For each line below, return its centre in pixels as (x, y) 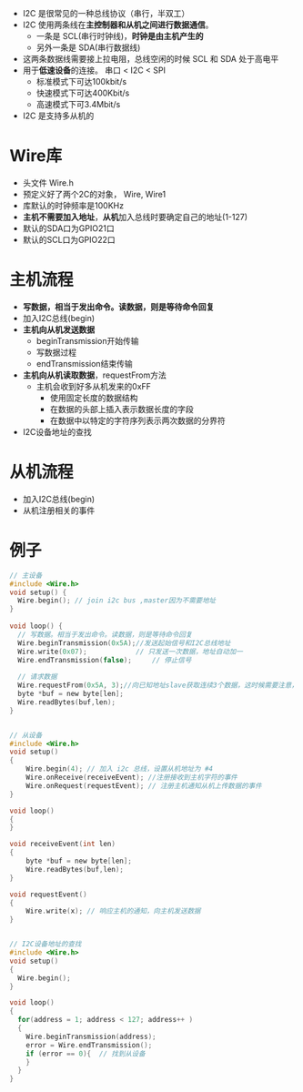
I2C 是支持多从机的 (58, 116)
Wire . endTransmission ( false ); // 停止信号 (105, 660)
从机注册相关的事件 (59, 510)
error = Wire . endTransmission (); (89, 1045)
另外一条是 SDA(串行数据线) (88, 47)
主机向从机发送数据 (59, 329)
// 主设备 (26, 575)
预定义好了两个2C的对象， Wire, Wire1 (94, 194)
